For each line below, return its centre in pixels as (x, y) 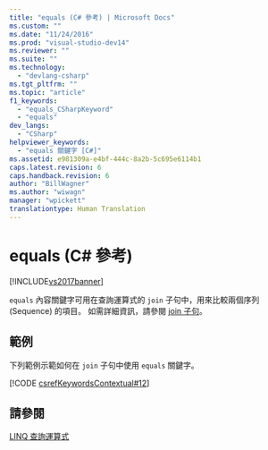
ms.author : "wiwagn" (48, 192)
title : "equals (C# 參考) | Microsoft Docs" (92, 17)
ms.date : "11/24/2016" (51, 34)
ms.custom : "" (36, 26)
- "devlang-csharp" (54, 76)
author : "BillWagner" (50, 184)
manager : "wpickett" (48, 201)
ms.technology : (38, 68)
